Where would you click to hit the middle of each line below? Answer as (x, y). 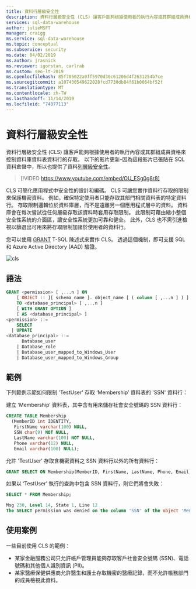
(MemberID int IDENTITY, (41, 422)
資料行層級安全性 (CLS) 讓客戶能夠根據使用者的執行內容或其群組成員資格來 (96, 152)
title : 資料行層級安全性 (33, 11)
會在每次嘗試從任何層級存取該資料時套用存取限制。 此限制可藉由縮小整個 (99, 213)
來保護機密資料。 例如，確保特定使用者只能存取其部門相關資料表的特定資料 (96, 198)
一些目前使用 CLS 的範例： (38, 546)
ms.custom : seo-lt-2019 (35, 71)
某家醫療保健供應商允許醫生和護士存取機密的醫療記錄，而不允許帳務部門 (101, 573)
